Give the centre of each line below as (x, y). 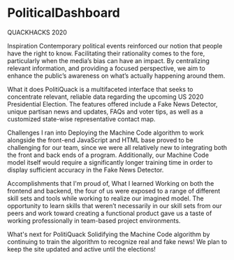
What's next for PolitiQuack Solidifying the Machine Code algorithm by (109, 234)
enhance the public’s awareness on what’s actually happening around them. (116, 76)
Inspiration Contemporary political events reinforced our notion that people (115, 46)
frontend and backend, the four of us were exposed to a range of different (114, 191)
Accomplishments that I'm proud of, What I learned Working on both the (111, 183)
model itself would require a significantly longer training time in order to (110, 162)
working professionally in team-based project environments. (94, 220)
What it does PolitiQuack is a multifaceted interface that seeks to (100, 89)
